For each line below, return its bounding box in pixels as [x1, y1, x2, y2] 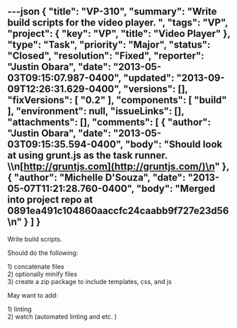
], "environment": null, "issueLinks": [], [7, 106, 185, 118]
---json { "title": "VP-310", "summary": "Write [7, 6, 217, 18]
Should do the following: [7, 248, 79, 257]
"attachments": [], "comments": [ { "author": [7, 116, 211, 128]
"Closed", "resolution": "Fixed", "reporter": [7, 50, 204, 62]
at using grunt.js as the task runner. [7, 149, 168, 162]
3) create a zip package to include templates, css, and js [7, 277, 172, 285]
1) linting [7, 305, 32, 313]
